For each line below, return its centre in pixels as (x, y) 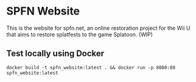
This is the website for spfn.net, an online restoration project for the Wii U (98, 28)
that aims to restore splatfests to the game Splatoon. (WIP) (80, 34)
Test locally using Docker (55, 54)
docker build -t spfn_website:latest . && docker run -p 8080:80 (91, 67)
